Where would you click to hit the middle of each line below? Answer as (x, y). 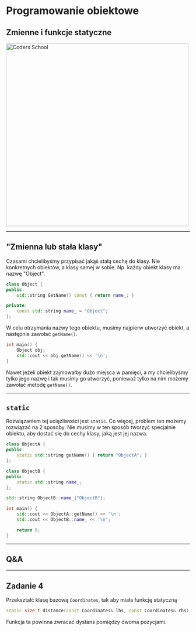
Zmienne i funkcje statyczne (59, 32)
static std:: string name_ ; (49, 482)
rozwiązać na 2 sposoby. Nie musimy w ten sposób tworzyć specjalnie (91, 427)
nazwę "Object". (26, 273)
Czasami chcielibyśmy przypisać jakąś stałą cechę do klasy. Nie (83, 261)
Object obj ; (31, 350)
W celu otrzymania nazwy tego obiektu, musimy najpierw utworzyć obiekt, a (98, 328)
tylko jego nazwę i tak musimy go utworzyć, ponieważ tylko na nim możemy (97, 378)
